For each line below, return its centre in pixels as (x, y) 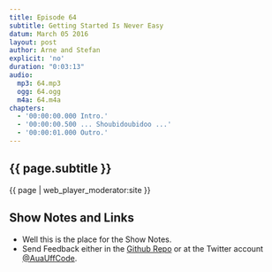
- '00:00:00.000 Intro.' (63, 116)
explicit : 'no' (37, 58)
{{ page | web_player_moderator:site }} (80, 190)
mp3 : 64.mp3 (39, 83)
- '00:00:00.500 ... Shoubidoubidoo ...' (94, 125)
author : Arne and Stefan (55, 51)
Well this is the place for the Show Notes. (97, 239)
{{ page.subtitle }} (60, 169)
